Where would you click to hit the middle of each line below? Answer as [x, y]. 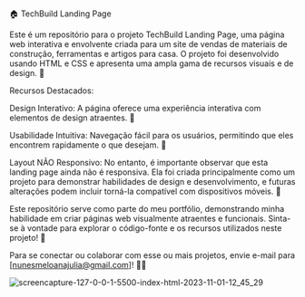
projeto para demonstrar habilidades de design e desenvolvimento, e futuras [152, 182]
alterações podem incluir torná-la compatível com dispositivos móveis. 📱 [145, 191]
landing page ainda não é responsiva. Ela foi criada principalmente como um [152, 172]
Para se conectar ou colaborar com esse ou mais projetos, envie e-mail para [152, 255]
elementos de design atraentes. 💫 [72, 118]
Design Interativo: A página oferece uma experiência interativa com [135, 108]
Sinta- [279, 218]
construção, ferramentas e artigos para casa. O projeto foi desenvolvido [144, 54]
